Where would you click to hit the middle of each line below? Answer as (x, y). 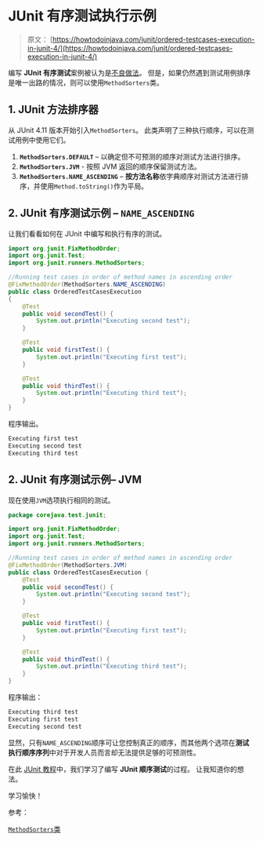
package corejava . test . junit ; (58, 515)
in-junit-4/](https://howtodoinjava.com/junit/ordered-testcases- (130, 48)
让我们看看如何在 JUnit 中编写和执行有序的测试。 (87, 233)
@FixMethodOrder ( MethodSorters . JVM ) (68, 565)
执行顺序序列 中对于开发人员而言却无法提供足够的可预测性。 (104, 752)
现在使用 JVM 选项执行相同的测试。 (61, 500)
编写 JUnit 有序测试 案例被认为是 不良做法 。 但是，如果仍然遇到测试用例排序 (130, 72)
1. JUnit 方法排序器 (54, 110)
